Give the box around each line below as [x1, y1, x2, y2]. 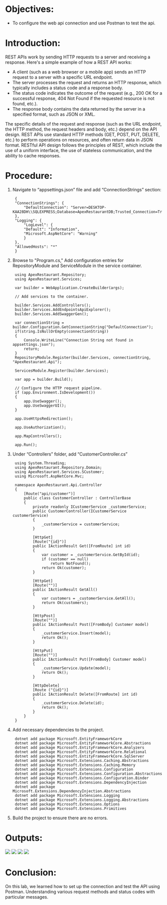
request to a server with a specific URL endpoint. [12, 74, 113, 80]
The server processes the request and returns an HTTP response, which [12, 79, 162, 85]
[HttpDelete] [32, 683, 60, 688]
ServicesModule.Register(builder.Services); [14, 368, 109, 373]
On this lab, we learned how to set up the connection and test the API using [5, 883, 160, 889]
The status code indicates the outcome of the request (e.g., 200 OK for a [12, 90, 163, 96]
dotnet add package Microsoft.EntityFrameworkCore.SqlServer [14, 754, 145, 758]
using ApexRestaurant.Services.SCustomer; [14, 469, 105, 474]
